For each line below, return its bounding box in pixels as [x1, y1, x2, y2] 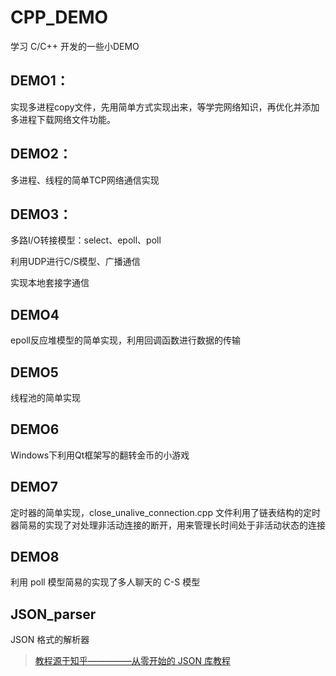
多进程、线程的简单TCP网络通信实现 [10, 174, 160, 186]
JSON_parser [10, 606, 97, 623]
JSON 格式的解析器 [10, 634, 90, 646]
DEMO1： [10, 72, 70, 90]
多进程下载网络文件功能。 [10, 113, 116, 125]
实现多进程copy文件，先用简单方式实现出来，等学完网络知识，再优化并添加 [10, 101, 320, 113]
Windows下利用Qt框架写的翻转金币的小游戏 [10, 449, 190, 461]
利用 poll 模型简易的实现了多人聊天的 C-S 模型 [10, 576, 201, 588]
